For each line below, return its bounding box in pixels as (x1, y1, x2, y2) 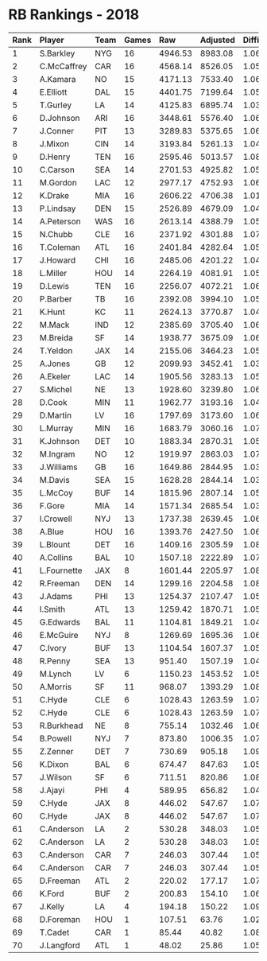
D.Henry (39, 151, 71, 162)
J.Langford (39, 940, 81, 951)
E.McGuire (39, 629, 79, 640)
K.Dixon (39, 758, 69, 769)
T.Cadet (39, 927, 70, 938)
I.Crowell (39, 513, 73, 524)
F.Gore (39, 500, 65, 511)
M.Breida (39, 332, 73, 343)
